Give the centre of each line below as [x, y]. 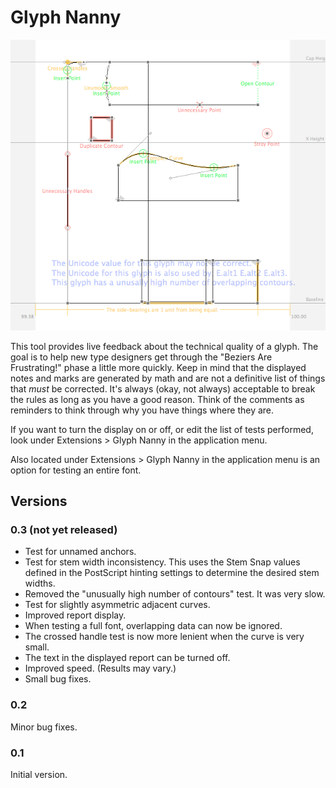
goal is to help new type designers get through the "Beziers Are [141, 357]
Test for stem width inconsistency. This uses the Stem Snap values [162, 562]
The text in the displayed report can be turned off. [127, 658]
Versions [39, 501]
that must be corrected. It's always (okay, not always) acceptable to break [163, 388]
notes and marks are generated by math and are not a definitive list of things [168, 378]
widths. [40, 583]
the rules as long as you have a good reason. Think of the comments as [157, 399]
